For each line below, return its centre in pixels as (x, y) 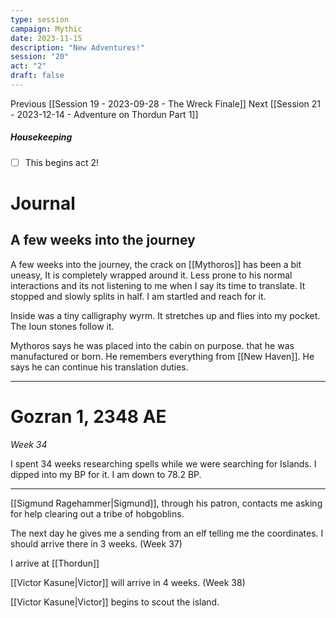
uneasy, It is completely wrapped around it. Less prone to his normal (151, 275)
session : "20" (40, 57)
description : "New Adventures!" (77, 47)
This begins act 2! (62, 162)
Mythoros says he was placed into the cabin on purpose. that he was (152, 345)
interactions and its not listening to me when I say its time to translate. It (158, 285)
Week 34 (29, 444)
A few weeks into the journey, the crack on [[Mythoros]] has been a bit (156, 264)
